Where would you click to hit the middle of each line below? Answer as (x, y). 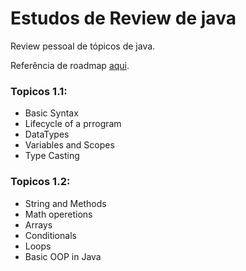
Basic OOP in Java (63, 256)
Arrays (38, 224)
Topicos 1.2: (40, 182)
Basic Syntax (51, 113)
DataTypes (47, 134)
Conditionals (50, 235)
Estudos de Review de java (123, 18)
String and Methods (65, 203)
